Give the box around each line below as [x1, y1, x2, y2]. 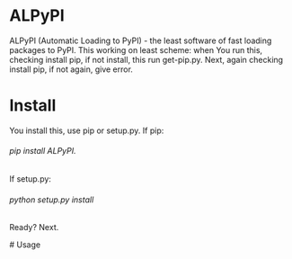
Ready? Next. [9, 222, 59, 233]
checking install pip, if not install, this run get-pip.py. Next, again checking [9, 54, 284, 65]
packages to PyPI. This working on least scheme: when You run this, [9, 44, 263, 55]
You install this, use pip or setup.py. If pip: [9, 125, 164, 136]
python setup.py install [9, 194, 94, 205]
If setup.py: [9, 174, 52, 184]
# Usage [9, 239, 41, 250]
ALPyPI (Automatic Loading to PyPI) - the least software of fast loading [9, 35, 272, 46]
